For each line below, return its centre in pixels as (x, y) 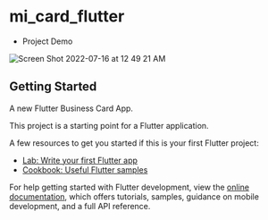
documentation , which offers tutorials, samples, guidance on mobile (134, 196)
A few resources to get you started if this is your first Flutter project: (134, 143)
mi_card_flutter (67, 17)
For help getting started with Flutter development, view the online (130, 187)
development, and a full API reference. (80, 206)
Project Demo (47, 41)
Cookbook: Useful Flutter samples (85, 169)
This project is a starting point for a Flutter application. (109, 125)
